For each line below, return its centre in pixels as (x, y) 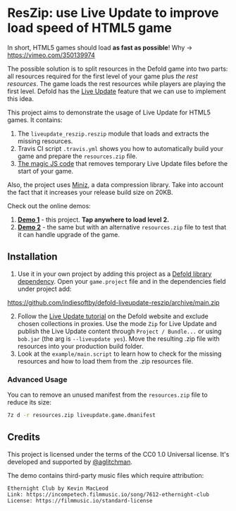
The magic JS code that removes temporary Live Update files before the (122, 163)
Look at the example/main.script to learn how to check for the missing (119, 354)
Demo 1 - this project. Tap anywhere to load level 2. (93, 220)
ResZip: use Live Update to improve (113, 13)
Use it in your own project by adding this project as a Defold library (114, 274)
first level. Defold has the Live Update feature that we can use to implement (117, 91)
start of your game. (45, 171)
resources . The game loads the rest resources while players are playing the (117, 83)
